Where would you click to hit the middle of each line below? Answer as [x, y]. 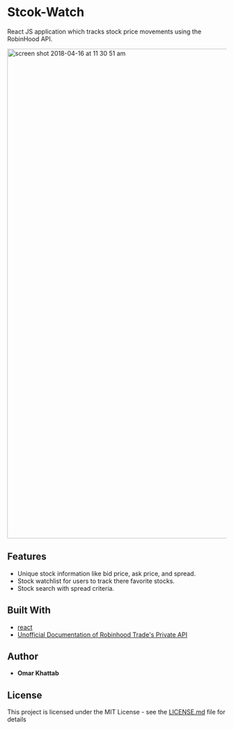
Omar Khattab [38, 673]
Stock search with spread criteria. [66, 588]
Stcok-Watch [46, 12]
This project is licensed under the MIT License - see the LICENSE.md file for [116, 712]
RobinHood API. [30, 38]
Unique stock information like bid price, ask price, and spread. [107, 573]
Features [27, 557]
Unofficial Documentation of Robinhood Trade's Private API [102, 634]
